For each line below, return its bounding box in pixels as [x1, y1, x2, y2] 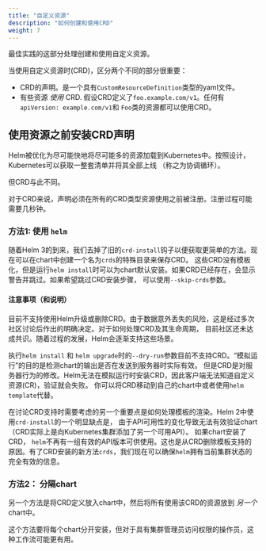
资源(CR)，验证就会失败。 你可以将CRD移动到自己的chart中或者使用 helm [8, 380, 244, 389]
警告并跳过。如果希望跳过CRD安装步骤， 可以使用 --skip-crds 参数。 [8, 275, 231, 285]
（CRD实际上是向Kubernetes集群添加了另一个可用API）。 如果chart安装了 [8, 427, 247, 436]
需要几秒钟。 [8, 204, 50, 214]
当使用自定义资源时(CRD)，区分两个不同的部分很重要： [8, 66, 188, 75]
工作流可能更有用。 [14, 534, 78, 544]
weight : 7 [8, 26, 41, 34]
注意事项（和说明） [8, 295, 71, 304]
